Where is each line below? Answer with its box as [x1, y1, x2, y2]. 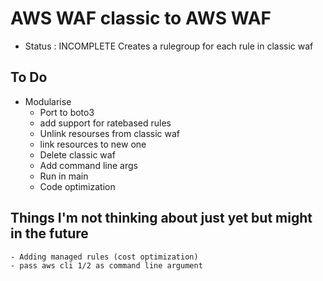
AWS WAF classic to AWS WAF [10, 7, 272, 30]
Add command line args [39, 159, 138, 171]
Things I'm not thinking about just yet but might [10, 210, 313, 227]
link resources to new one [39, 138, 147, 150]
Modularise [24, 95, 72, 107]
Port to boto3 [39, 106, 95, 118]
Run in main [39, 170, 89, 182]
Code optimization [39, 180, 116, 192]
